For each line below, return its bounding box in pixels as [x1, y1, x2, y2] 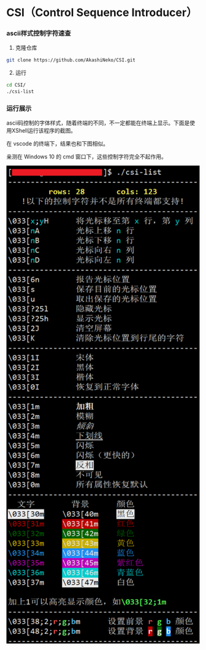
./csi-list [6, 88, 34, 95]
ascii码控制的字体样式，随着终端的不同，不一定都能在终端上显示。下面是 [6, 119, 190, 126]
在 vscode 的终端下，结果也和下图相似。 [6, 140, 109, 147]
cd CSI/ [6, 82, 26, 88]
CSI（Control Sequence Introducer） [6, 6, 197, 20]
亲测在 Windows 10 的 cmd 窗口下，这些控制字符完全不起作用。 [6, 153, 167, 160]
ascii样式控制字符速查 [6, 29, 72, 37]
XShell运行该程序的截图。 [11, 127, 77, 134]
